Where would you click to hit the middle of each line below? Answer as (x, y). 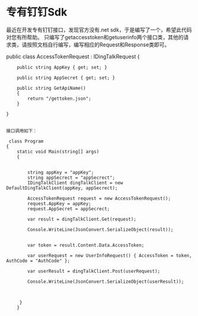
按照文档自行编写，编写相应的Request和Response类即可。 (98, 45)
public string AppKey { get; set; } (62, 67)
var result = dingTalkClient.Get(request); (82, 219)
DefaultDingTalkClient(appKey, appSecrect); (62, 188)
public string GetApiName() (51, 88)
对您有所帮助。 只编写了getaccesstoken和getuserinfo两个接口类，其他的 (95, 37)
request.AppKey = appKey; (60, 203)
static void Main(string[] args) (58, 151)
